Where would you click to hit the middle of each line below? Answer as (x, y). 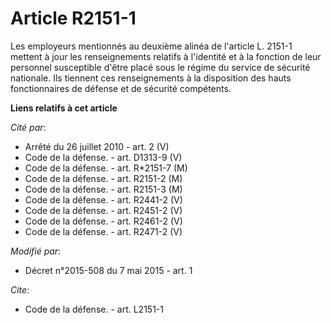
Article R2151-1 (73, 18)
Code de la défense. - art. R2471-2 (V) (103, 231)
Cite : (20, 289)
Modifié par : (36, 251)
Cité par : (28, 127)
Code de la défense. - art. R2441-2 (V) (103, 199)
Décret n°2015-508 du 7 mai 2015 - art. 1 (108, 270)
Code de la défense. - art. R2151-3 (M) (103, 189)
